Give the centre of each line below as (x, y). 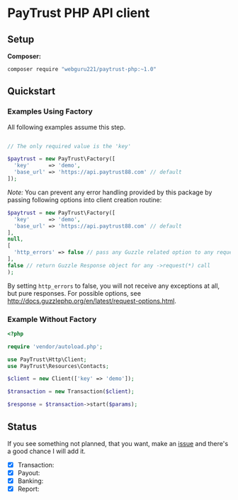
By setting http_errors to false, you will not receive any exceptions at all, (114, 286)
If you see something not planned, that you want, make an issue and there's (118, 443)
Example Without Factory (52, 319)
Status (22, 427)
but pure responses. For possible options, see (74, 293)
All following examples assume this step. (67, 127)
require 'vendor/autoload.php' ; (55, 346)
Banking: (30, 481)
